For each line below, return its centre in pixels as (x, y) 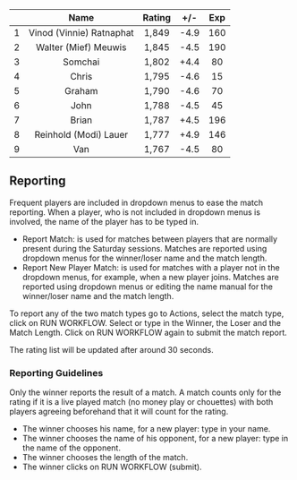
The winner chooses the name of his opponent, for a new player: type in (155, 439)
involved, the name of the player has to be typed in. (104, 221)
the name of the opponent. (71, 448)
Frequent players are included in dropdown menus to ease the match (136, 202)
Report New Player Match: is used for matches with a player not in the (151, 267)
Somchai (81, 62)
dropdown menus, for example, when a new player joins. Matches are (150, 277)
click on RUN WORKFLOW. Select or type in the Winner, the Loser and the (145, 322)
